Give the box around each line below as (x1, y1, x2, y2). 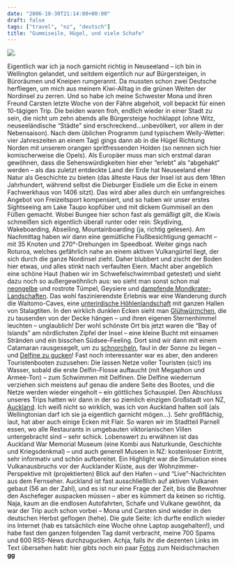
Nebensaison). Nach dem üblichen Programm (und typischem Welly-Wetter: (7, 129, 225, 137)
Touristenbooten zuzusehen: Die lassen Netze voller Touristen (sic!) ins (7, 358, 212, 367)
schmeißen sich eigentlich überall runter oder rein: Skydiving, (7, 217, 183, 227)
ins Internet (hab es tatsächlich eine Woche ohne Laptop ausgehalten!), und (7, 521, 225, 530)
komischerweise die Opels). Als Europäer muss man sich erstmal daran (7, 151, 211, 160)
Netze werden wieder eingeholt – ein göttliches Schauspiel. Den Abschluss (7, 388, 223, 397)
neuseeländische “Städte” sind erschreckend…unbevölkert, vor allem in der (7, 121, 224, 130)
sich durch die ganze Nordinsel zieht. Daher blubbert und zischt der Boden (7, 255, 222, 263)
